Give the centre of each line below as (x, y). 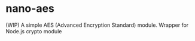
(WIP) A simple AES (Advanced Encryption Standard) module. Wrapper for (97, 25)
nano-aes (30, 9)
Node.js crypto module (34, 31)
